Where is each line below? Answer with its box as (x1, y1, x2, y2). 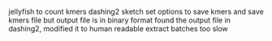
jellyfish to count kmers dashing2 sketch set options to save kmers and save (8, 7, 264, 16)
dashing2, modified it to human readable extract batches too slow (8, 24, 229, 33)
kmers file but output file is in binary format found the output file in (8, 15, 231, 25)
